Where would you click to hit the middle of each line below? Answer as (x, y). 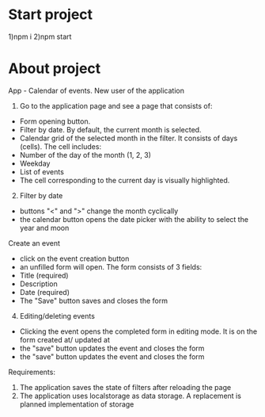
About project (55, 69)
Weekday (35, 163)
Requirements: (32, 372)
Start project (51, 15)
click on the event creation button (74, 258)
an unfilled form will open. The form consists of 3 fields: (111, 266)
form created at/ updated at (65, 339)
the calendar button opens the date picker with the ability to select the (134, 219)
